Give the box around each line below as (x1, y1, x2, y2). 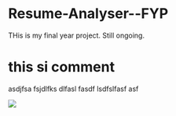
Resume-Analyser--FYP (8, 5, 169, 23)
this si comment (8, 58, 115, 76)
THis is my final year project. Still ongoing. (8, 31, 145, 40)
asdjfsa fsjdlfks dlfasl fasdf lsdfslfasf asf (8, 84, 139, 93)
